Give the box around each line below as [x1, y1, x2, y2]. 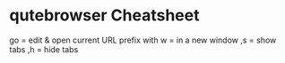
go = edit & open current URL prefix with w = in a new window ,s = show [9, 35, 277, 45]
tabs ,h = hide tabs [9, 43, 79, 54]
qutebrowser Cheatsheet [9, 5, 200, 26]
